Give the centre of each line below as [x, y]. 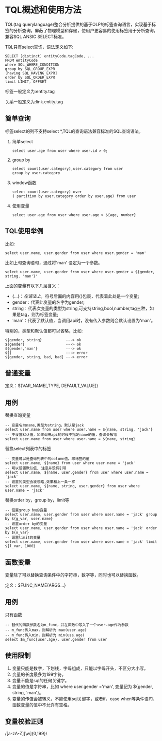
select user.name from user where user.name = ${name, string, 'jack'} [79, 430]
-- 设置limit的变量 [23, 538]
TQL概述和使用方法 [43, 10]
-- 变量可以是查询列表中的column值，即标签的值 [47, 459]
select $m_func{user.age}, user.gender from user [56, 639]
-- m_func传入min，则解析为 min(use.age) [45, 635]
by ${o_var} [17, 533]
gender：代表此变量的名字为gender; [48, 302]
